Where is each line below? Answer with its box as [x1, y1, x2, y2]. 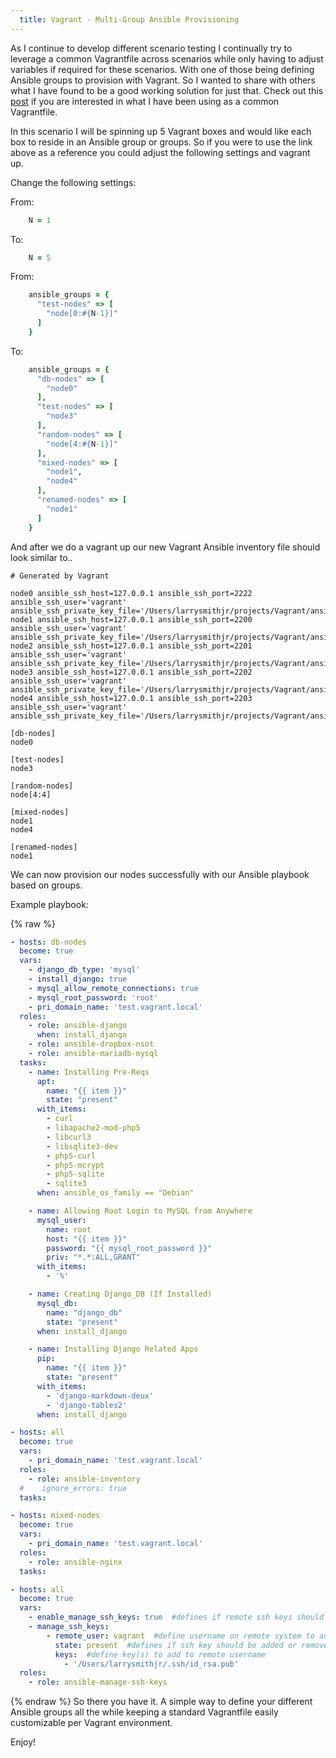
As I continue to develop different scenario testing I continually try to [10, 42, 293, 54]
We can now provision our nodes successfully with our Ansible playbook [10, 868, 310, 880]
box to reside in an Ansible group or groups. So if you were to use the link [10, 136, 313, 148]
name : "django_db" [46, 1307, 123, 1318]
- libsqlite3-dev [46, 1141, 118, 1151]
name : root [46, 1224, 92, 1235]
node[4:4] [10, 789, 52, 800]
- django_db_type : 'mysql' [28, 965, 141, 975]
